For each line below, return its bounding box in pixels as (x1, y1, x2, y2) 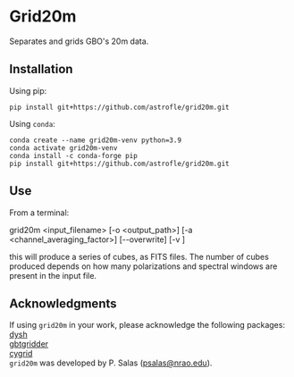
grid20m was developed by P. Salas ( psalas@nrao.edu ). (9, 357, 213, 368)
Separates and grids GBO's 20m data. (9, 36, 149, 46)
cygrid (9, 348, 33, 359)
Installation (9, 62, 73, 77)
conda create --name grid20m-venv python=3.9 (9, 136, 181, 145)
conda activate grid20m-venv (9, 143, 118, 153)
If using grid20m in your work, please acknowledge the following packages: (9, 320, 286, 331)
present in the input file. (9, 270, 97, 281)
